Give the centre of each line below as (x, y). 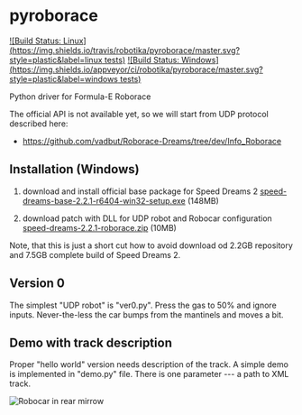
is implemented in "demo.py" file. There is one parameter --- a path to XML (149, 374)
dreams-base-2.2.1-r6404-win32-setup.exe (104, 200)
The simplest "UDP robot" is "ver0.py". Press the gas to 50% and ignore (143, 305)
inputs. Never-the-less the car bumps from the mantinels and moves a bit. (146, 314)
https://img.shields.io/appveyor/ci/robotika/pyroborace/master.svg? (137, 69)
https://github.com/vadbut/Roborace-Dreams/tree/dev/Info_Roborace (152, 141)
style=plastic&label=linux (56, 60)
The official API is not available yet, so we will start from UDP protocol (139, 114)
